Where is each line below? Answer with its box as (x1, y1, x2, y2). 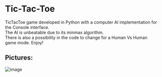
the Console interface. (5, 24, 49, 30)
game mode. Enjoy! (5, 39, 44, 45)
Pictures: (5, 54, 33, 62)
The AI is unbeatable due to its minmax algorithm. (5, 29, 104, 35)
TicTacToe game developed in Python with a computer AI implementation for (5, 19, 157, 25)
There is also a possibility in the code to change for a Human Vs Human (5, 35, 147, 40)
